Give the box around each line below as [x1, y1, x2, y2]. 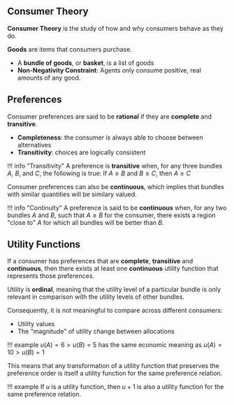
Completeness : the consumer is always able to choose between [17, 133, 204, 142]
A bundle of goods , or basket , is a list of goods [17, 59, 154, 67]
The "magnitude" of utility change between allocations [17, 327, 175, 336]
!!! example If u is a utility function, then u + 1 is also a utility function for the [7, 383, 224, 391]
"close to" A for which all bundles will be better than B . [7, 218, 164, 226]
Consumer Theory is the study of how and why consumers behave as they [7, 24, 224, 32]
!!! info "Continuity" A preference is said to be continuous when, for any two [7, 203, 227, 212]
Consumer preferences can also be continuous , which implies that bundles [7, 182, 225, 191]
